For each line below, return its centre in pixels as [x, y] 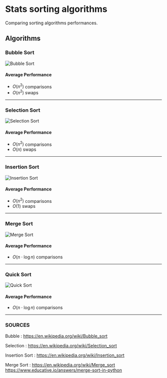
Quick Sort [18, 274]
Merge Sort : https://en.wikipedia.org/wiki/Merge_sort [60, 365]
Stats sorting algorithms [56, 9]
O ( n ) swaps [24, 149]
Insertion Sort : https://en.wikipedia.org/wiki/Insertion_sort [65, 355]
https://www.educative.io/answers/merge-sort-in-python [64, 370]
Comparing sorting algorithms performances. [51, 23]
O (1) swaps [24, 206]
